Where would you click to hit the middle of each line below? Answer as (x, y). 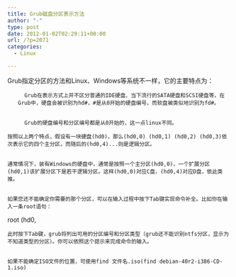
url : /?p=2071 (28, 40)
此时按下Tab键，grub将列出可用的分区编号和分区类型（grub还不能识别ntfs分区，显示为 (118, 234)
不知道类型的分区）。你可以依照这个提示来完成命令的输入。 (80, 242)
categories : (25, 47)
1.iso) (17, 267)
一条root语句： (32, 206)
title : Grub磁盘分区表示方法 (46, 14)
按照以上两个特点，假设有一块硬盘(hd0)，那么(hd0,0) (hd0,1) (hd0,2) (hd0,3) (114, 136)
